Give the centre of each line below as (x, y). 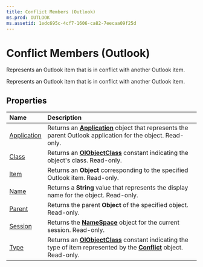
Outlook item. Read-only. (83, 178)
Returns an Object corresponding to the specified (118, 170)
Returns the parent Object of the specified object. (118, 205)
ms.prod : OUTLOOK (28, 18)
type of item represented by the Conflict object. (115, 248)
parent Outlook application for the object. (106, 136)
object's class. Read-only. (85, 160)
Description (65, 117)
